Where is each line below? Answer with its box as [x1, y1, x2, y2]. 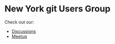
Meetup [11, 33, 28, 39]
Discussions [11, 28, 36, 34]
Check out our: [4, 19, 34, 25]
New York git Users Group [4, 3, 111, 14]
